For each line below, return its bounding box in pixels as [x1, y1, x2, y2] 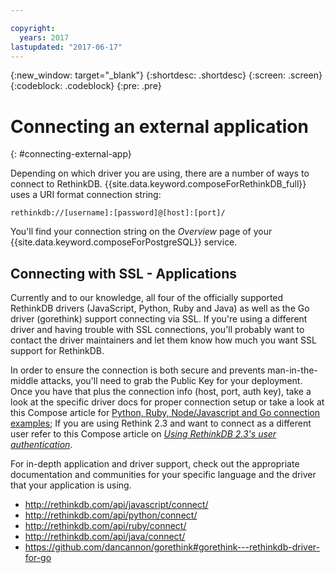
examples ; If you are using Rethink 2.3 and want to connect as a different [10, 417, 312, 430]
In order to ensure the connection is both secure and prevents [10, 364, 266, 376]
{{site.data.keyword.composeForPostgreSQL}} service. [10, 236, 238, 248]
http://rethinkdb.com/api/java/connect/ [24, 531, 186, 543]
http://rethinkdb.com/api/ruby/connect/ [24, 520, 187, 532]
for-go [24, 552, 52, 564]
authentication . [10, 439, 73, 451]
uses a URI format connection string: [10, 189, 162, 201]
